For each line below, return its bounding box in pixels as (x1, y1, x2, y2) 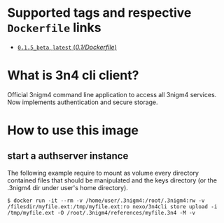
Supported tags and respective (7, 5, 192, 21)
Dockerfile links (7, 20, 101, 36)
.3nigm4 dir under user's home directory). (7, 183, 128, 192)
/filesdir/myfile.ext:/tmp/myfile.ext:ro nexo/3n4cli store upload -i (7, 203, 218, 210)
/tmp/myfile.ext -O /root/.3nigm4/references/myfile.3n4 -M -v (7, 209, 196, 216)
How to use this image (7, 122, 139, 138)
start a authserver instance (7, 150, 129, 162)
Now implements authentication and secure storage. (7, 98, 159, 106)
